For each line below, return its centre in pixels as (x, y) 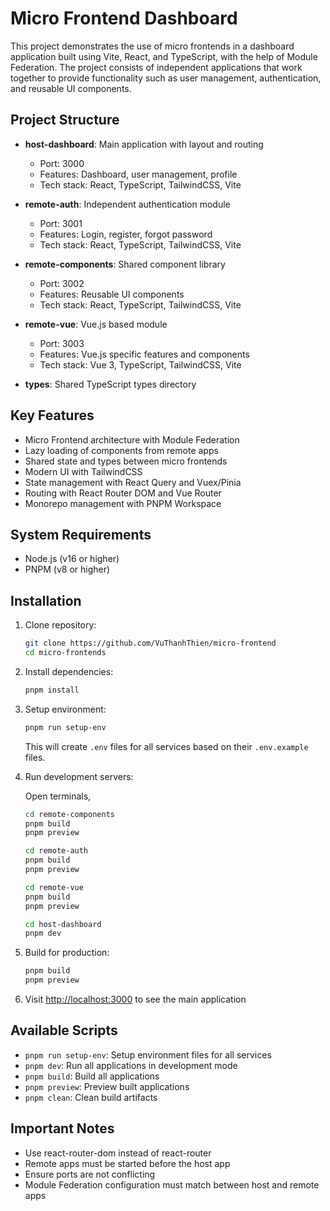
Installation (46, 600)
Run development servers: (79, 776)
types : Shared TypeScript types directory (110, 384)
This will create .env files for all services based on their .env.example (166, 746)
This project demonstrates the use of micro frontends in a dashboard (152, 46)
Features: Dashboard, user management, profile (138, 174)
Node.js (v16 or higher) (72, 559)
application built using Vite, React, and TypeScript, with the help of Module (164, 56)
